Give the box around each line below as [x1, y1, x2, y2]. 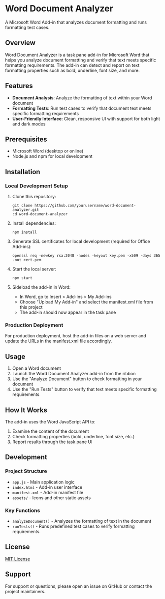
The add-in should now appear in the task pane [19, 309, 116, 315]
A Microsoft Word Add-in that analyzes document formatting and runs [5, 19, 147, 25]
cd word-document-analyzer [12, 212, 68, 217]
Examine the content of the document [12, 428, 89, 434]
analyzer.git [12, 208, 39, 212]
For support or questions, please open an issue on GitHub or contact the [5, 583, 152, 589]
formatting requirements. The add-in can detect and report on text [5, 62, 139, 68]
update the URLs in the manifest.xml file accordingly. [5, 338, 112, 344]
